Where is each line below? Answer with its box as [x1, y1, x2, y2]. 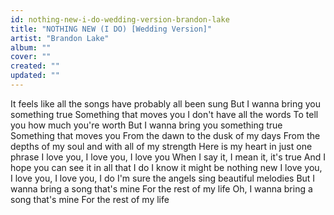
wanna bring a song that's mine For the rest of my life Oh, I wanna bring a [10, 182, 313, 195]
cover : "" [10, 52, 52, 62]
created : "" [10, 61, 60, 71]
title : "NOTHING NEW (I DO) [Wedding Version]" [10, 24, 213, 34]
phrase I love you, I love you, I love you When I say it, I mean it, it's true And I [10, 151, 326, 163]
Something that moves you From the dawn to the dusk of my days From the [10, 129, 321, 141]
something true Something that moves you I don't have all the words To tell [10, 108, 319, 120]
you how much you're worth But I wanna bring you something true [10, 119, 283, 131]
